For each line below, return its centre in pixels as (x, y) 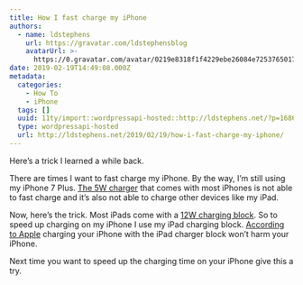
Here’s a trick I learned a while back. (77, 161)
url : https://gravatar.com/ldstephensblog (106, 43)
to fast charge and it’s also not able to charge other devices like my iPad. (144, 197)
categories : (40, 85)
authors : (26, 26)
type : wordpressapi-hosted (68, 127)
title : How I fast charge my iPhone (78, 18)
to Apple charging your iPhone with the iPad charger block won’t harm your (149, 234)
